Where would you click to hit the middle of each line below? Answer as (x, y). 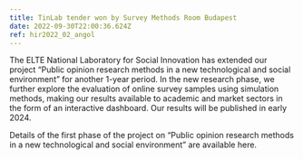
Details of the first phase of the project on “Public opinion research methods (152, 136)
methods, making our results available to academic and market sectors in (146, 98)
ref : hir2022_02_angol (52, 34)
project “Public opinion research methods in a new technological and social (150, 70)
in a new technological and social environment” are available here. (133, 145)
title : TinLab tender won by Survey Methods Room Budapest (123, 18)
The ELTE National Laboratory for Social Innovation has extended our (138, 61)
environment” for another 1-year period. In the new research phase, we (142, 79)
